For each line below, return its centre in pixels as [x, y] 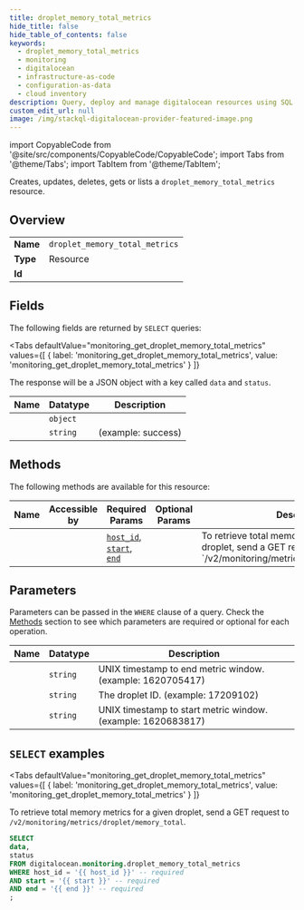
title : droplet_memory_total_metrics [81, 18]
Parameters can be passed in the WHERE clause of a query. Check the [137, 612]
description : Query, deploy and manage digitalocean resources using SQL [152, 102]
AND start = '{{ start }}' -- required [85, 881]
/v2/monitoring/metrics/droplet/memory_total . [98, 822]
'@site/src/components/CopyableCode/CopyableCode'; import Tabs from [147, 154]
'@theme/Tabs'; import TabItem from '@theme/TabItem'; [115, 164]
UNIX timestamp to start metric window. [183, 710]
